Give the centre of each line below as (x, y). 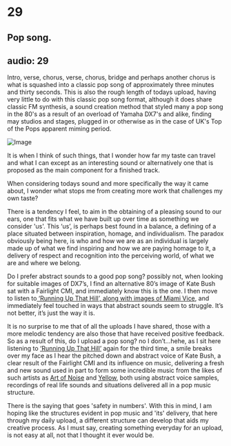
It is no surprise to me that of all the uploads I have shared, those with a (109, 327)
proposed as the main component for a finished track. (83, 171)
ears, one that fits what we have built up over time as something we (103, 219)
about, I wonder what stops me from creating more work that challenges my (115, 191)
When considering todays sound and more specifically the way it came (108, 184)
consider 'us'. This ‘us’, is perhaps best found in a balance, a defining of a (112, 226)
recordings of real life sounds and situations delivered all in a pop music (109, 385)
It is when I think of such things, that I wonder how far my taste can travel (111, 155)
